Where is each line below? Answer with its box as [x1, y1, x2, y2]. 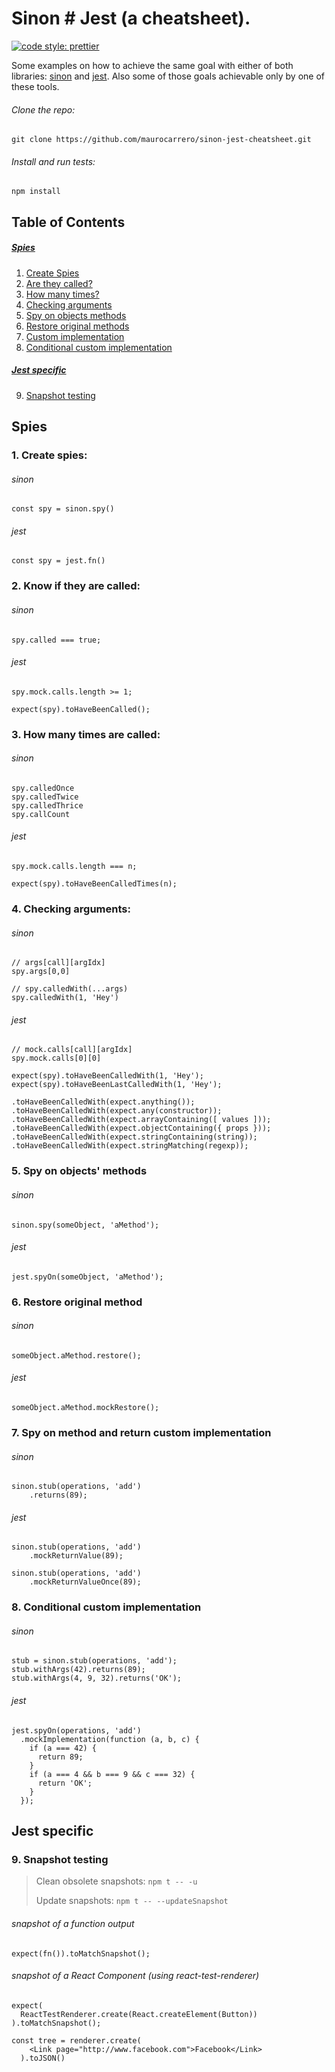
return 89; [37, 1752, 84, 1762]
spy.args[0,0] [11, 967, 71, 977]
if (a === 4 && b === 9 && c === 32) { [29, 1769, 196, 1779]
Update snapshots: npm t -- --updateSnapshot [35, 1895, 229, 1907]
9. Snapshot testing [11, 1853, 109, 1866]
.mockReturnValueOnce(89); [29, 1577, 142, 1587]
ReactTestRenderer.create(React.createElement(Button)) [20, 2009, 258, 2019]
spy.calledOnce [11, 783, 75, 793]
